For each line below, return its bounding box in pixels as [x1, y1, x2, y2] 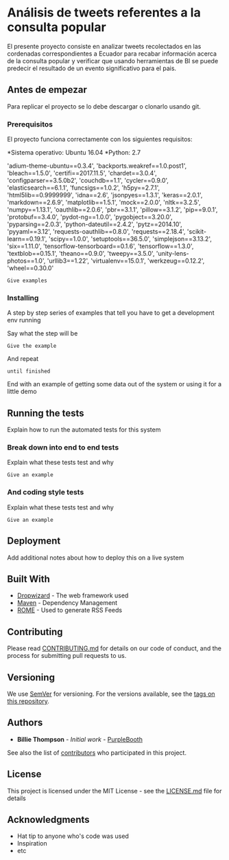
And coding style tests [7, 487, 84, 497]
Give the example [7, 342, 57, 350]
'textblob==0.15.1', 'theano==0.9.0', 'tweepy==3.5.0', [7, 250, 155, 258]
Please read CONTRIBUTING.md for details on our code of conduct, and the [7, 644, 221, 652]
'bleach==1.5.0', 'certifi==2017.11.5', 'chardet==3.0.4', [7, 169, 158, 177]
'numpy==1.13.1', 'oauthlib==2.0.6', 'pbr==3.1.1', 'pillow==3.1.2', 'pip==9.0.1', [7, 206, 218, 214]
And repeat [7, 355, 39, 363]
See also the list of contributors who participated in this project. [7, 748, 187, 757]
